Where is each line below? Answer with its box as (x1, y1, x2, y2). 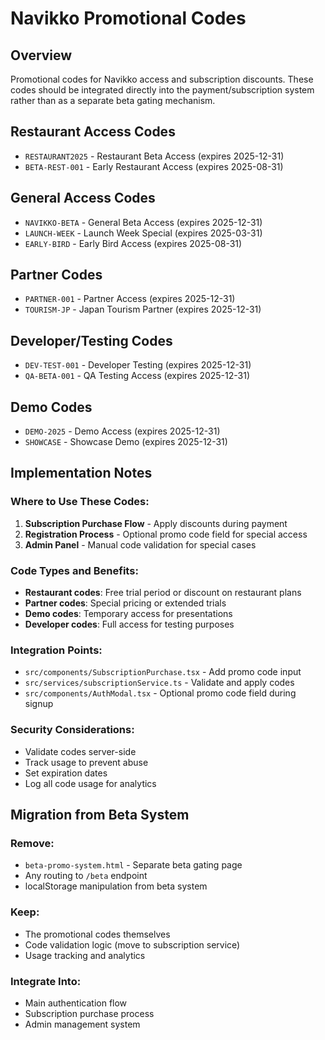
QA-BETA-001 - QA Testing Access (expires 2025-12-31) (24, 370, 251, 382)
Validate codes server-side (24, 745, 137, 757)
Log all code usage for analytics (24, 777, 157, 789)
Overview (10, 47, 73, 64)
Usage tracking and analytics (24, 949, 146, 961)
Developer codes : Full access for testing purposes (24, 618, 235, 631)
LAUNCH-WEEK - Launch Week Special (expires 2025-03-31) (24, 227, 263, 239)
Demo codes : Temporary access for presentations (24, 608, 233, 620)
